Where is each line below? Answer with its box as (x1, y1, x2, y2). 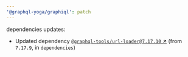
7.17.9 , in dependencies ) (15, 44, 76, 51)
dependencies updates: (6, 25, 66, 33)
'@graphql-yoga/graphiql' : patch (6, 8, 91, 15)
